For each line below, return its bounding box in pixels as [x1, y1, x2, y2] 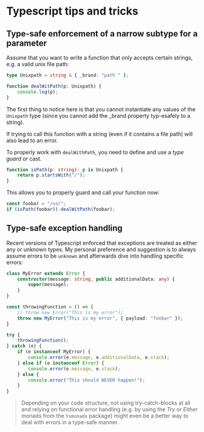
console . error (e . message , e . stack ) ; [28, 366, 121, 372]
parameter [6, 38, 47, 48]
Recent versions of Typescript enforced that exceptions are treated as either [6, 239, 197, 247]
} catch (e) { [6, 343, 42, 349]
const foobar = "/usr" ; [6, 201, 67, 207]
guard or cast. [6, 155, 42, 162]
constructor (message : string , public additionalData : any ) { [17, 276, 175, 282]
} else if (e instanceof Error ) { [17, 360, 104, 366]
